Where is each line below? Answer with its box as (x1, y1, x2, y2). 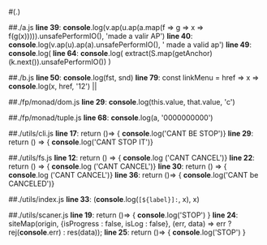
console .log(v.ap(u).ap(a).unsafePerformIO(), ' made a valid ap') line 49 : (8, 40, 252, 49)
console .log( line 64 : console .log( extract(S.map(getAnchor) (8, 49, 213, 58)
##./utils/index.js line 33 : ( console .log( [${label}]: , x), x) (8, 195, 200, 204)
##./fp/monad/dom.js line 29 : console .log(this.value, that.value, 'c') (8, 97, 235, 106)
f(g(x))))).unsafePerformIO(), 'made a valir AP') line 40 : (8, 32, 193, 41)
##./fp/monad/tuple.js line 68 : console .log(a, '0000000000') (8, 113, 213, 122)
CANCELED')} (8, 178, 55, 188)
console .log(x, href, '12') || (8, 81, 97, 91)
